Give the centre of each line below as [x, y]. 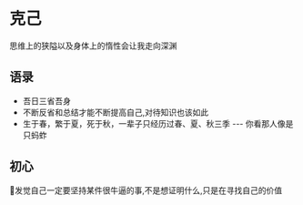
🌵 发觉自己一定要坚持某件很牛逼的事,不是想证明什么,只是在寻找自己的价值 [146, 190]
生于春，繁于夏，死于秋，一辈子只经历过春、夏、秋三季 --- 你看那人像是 [158, 123]
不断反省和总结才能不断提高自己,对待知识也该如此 [116, 112]
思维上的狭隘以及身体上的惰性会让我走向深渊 [93, 46]
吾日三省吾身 [46, 100]
